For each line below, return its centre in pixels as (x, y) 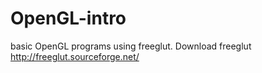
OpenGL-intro (68, 18)
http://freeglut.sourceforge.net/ (75, 56)
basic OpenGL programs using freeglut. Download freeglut (131, 46)
